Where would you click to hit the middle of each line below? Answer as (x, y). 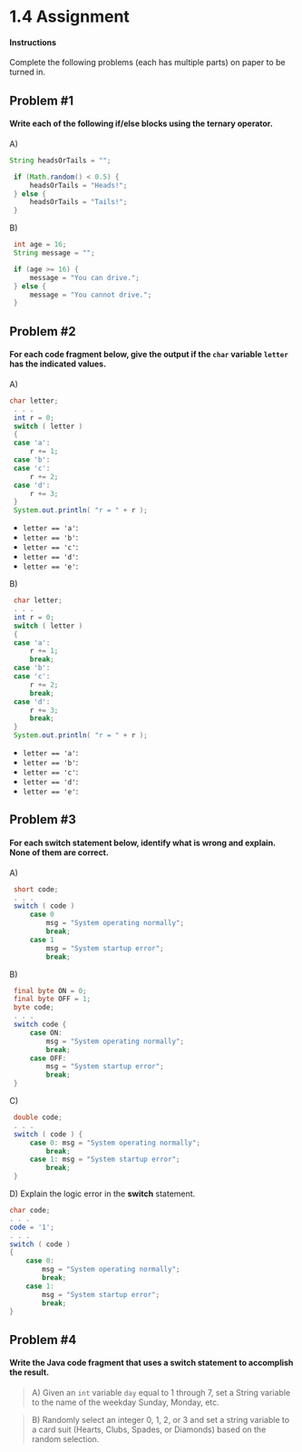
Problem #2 (43, 331)
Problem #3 (43, 819)
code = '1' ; (32, 1227)
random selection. (65, 1439)
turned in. (27, 72)
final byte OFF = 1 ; (52, 999)
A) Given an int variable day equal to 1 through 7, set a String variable (161, 1393)
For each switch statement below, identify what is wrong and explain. (143, 843)
